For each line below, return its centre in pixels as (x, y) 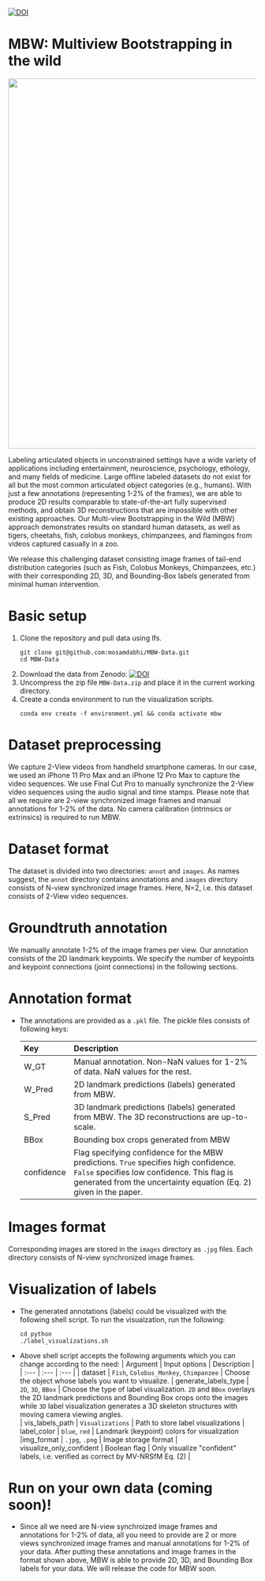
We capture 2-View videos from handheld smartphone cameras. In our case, (132, 767)
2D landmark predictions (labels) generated (155, 1084)
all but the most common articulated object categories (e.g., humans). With (130, 485)
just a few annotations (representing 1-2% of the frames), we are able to (125, 493)
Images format (57, 1227)
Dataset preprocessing (85, 745)
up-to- (235, 1117)
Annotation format (70, 998)
